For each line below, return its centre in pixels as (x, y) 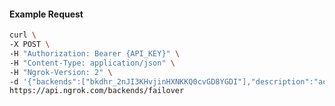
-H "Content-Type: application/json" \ (92, 63)
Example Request (46, 14)
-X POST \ (30, 45)
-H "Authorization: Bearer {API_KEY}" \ (95, 53)
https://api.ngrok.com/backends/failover (97, 91)
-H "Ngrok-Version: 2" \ (61, 72)
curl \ (23, 35)
